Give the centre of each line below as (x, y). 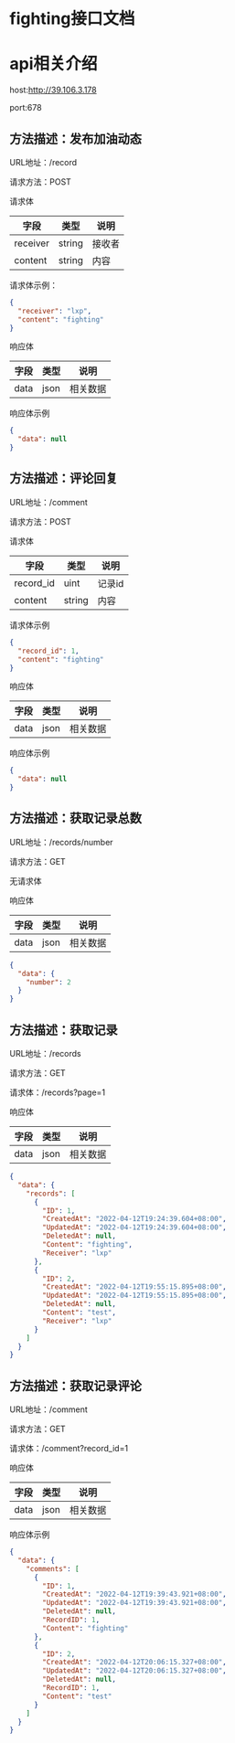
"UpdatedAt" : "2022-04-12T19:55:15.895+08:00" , (134, 1296)
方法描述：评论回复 (64, 478)
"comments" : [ (53, 1568)
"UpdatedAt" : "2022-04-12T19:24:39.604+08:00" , (134, 1228)
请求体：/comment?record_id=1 (69, 1449)
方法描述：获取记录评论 (75, 1386)
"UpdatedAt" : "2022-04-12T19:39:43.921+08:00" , (134, 1603)
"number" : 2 (48, 982)
